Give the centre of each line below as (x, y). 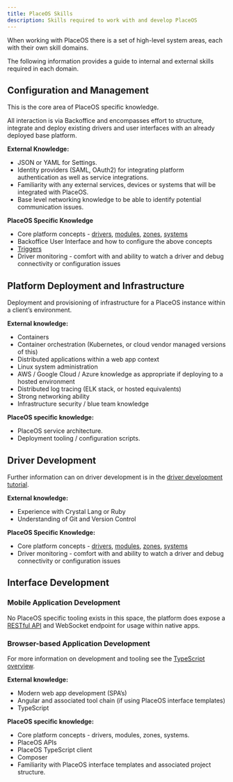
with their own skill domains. (48, 47)
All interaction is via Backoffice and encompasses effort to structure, (105, 121)
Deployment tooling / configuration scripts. (79, 438)
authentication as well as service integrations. (83, 177)
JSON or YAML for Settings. (57, 163)
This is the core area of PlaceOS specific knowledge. (83, 107)
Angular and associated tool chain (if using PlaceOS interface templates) (121, 700)
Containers (33, 337)
